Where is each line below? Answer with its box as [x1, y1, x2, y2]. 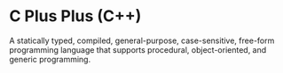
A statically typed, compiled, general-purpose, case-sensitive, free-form [9, 35, 275, 46]
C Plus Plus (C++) [9, 6, 142, 26]
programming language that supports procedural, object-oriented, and [9, 44, 267, 55]
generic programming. [9, 54, 91, 64]
